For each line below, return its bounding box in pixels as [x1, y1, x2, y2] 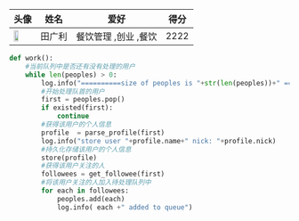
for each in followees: [41, 186, 129, 195]
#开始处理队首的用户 [41, 86, 105, 96]
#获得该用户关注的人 [41, 161, 105, 170]
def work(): [9, 53, 53, 62]
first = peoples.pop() [41, 95, 125, 104]
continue [56, 111, 90, 121]
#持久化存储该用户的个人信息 [41, 144, 132, 154]
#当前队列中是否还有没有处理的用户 [25, 61, 136, 70]
